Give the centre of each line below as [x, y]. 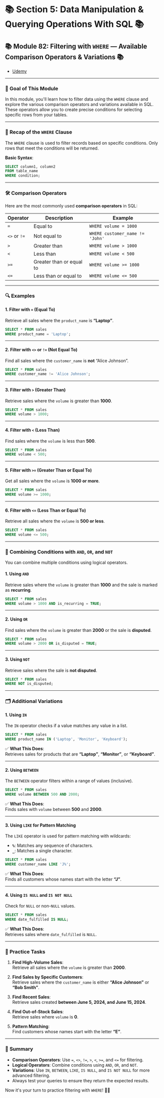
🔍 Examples [20, 296]
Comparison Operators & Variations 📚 [64, 57]
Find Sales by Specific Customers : [48, 977]
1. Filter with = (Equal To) [30, 310]
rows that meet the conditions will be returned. [52, 148]
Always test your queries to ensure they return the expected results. [81, 1080]
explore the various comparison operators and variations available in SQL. [79, 105]
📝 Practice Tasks [25, 951]
